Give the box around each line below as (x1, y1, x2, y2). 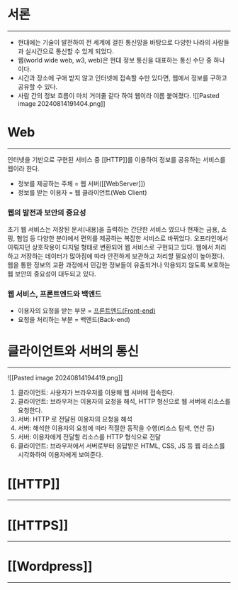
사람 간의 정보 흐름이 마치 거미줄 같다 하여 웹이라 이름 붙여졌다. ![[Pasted (17, 91, 220, 100)
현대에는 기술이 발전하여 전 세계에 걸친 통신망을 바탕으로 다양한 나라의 (17, 38, 211, 46)
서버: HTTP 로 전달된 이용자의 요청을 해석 (17, 415, 133, 424)
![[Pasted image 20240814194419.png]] (7, 374, 123, 382)
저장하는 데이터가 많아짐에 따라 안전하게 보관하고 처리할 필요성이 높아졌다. (20, 252, 225, 260)
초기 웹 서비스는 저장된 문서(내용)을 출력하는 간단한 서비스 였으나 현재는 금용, (7, 225, 220, 234)
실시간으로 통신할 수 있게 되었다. (25, 47, 115, 55)
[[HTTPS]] (7, 517, 69, 533)
